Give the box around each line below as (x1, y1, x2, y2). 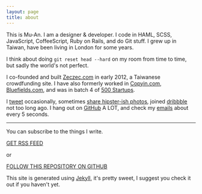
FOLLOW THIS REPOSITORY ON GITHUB (6, 163, 108, 170)
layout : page (6, 8, 39, 15)
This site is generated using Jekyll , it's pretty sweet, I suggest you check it (6, 174, 191, 181)
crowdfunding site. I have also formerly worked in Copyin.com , (6, 79, 162, 87)
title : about (6, 14, 39, 20)
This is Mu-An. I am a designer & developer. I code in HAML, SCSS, (6, 31, 173, 38)
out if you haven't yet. (6, 181, 60, 188)
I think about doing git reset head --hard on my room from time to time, (6, 55, 187, 62)
